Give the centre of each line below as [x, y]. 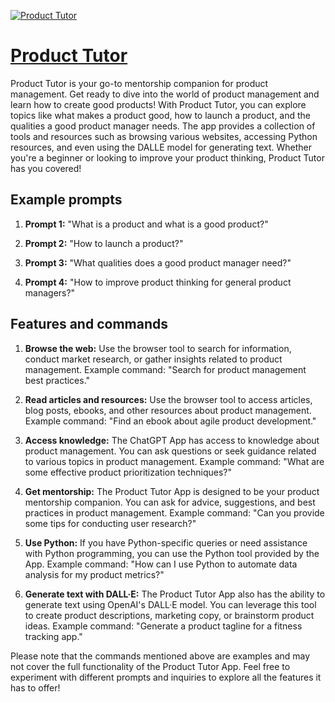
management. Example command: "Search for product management [165, 369]
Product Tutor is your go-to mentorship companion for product [139, 83]
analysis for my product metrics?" [94, 574]
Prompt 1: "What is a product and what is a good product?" [146, 224]
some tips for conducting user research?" [110, 523]
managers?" [50, 292]
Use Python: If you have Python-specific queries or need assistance [166, 542]
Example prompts [66, 200]
